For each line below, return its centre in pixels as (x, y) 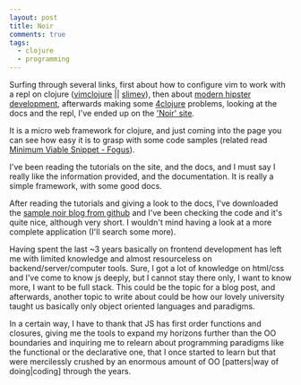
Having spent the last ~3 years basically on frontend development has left (146, 249)
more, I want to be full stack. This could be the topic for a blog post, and (142, 287)
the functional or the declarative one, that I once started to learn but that (142, 352)
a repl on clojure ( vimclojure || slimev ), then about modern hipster (130, 94)
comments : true (38, 34)
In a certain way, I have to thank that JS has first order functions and (135, 324)
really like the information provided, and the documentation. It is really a (142, 176)
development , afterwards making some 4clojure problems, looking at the (143, 103)
